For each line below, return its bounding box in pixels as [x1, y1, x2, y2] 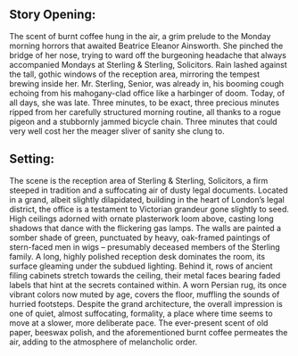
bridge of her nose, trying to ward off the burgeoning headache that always [9, 49, 287, 61]
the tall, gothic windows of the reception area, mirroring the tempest [9, 69, 261, 79]
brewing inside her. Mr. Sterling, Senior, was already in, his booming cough [9, 78, 284, 88]
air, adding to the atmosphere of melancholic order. [9, 336, 198, 347]
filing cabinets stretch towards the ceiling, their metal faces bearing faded [9, 269, 281, 280]
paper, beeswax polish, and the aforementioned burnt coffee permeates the [9, 327, 288, 337]
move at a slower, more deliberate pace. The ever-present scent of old [9, 317, 269, 328]
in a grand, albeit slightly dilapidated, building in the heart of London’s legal [9, 194, 286, 204]
